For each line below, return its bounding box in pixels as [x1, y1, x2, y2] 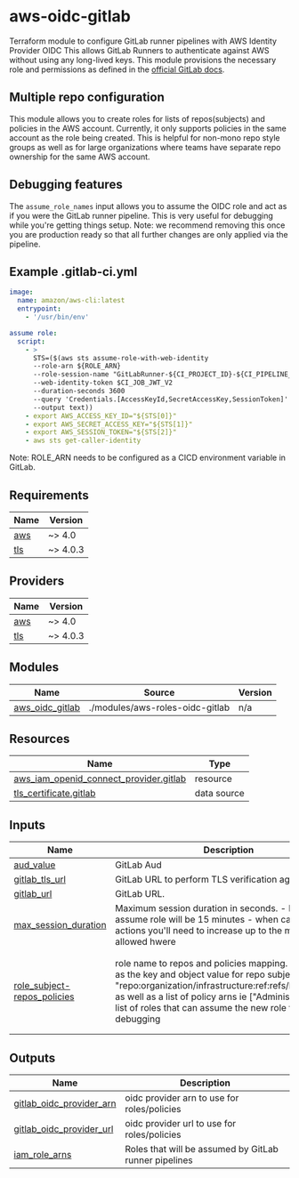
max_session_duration [13, 919, 107, 932]
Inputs [9, 817, 46, 833]
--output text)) [32, 403, 93, 412]
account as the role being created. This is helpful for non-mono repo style [9, 132, 280, 143]
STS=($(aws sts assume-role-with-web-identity [32, 353, 209, 362]
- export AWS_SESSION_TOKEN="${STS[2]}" [25, 428, 177, 437]
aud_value [13, 859, 56, 871]
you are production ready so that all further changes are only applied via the [9, 229, 288, 239]
